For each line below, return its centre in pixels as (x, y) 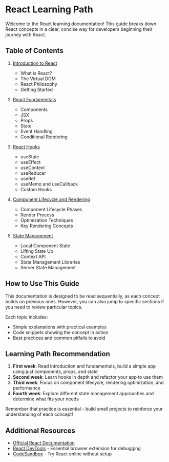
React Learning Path (49, 10)
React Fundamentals (34, 99)
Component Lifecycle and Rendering (51, 199)
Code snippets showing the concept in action (60, 332)
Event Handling (36, 131)
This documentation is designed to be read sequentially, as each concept (83, 296)
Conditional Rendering (44, 137)
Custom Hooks (36, 189)
